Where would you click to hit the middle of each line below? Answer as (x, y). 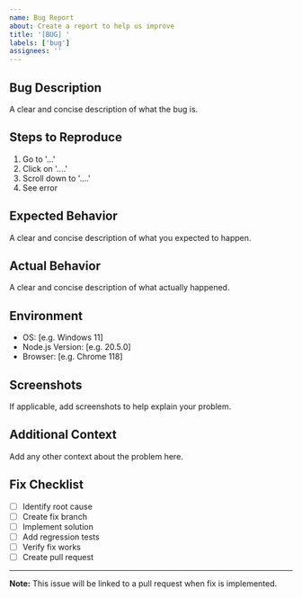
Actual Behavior (55, 266)
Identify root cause (57, 506)
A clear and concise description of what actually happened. (120, 288)
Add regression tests (61, 537)
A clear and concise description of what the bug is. (104, 109)
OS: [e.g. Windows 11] (62, 337)
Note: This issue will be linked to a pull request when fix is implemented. (143, 584)
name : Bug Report (42, 18)
